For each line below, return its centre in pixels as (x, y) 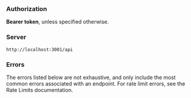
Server (16, 37)
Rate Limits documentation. (40, 90)
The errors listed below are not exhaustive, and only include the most (91, 77)
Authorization (27, 9)
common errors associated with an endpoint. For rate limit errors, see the (96, 83)
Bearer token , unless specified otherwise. (57, 22)
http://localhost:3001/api (40, 49)
